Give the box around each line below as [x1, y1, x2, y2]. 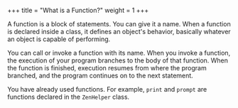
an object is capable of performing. [7, 35, 111, 43]
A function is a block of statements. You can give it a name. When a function [7, 20, 231, 28]
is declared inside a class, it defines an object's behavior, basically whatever [7, 28, 231, 36]
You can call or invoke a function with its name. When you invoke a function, [7, 49, 231, 57]
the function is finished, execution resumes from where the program [7, 64, 207, 72]
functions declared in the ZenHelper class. [7, 92, 130, 101]
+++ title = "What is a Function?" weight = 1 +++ [7, 6, 149, 14]
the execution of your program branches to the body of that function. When [7, 56, 229, 65]
